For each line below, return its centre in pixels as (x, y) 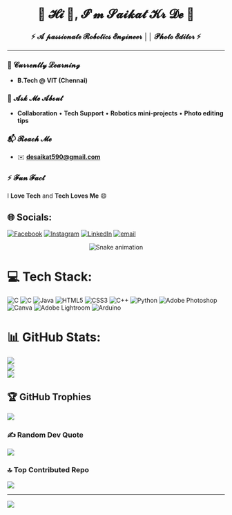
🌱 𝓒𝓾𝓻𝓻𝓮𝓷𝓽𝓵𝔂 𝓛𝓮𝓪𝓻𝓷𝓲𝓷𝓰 (44, 65)
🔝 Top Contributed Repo (48, 470)
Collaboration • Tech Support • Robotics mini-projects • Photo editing (120, 113)
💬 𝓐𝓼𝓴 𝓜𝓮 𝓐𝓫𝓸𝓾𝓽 (35, 98)
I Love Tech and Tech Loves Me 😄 (57, 196)
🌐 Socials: (30, 217)
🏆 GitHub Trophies (49, 397)
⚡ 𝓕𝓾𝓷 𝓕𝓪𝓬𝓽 (26, 178)
